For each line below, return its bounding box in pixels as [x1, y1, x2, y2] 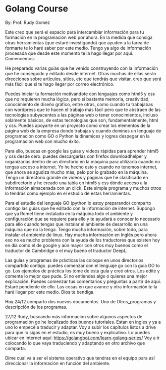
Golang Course [5, 3, 68, 14]
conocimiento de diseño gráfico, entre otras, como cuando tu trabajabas [5, 101, 153, 107]
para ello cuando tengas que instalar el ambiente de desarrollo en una [5, 221, 148, 227]
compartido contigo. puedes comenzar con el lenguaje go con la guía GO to [5, 262, 160, 268]
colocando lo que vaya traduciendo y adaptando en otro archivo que [5, 340, 145, 346]
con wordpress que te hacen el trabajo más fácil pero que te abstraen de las [5, 107, 161, 113]
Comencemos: [5, 55, 35, 61]
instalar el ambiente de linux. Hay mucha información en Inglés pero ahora [5, 232, 157, 238]
